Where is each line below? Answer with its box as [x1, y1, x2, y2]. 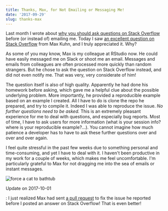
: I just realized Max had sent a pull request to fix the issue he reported [5, 195, 151, 201]
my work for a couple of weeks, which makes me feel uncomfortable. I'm [5, 155, 156, 161]
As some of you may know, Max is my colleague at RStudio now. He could [5, 51, 158, 57]
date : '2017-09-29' [5, 12, 46, 17]
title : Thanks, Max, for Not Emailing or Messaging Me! [5, 7, 124, 13]
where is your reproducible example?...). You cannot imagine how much [5, 124, 153, 130]
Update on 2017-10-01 [5, 185, 51, 191]
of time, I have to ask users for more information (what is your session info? [5, 119, 161, 125]
